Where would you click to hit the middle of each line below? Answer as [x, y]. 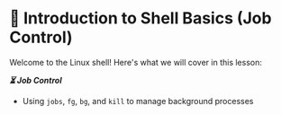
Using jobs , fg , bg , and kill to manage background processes [138, 101]
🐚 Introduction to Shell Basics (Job [140, 18]
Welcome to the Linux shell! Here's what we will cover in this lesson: [136, 62]
